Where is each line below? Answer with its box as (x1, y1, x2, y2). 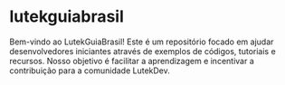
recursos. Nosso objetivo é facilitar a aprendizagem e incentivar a (9, 55, 255, 66)
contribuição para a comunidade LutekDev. (9, 65, 170, 76)
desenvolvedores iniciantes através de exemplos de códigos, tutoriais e (9, 45, 276, 56)
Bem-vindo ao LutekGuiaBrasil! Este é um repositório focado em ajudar (9, 36, 274, 47)
